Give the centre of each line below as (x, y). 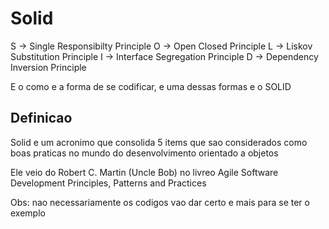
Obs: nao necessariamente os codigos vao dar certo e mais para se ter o (160, 202)
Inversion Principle (48, 67)
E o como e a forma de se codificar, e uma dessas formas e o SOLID (151, 86)
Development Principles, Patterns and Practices (108, 183)
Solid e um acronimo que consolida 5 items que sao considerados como (159, 142)
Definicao (41, 118)
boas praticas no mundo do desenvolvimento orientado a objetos (144, 153)
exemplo (28, 213)
